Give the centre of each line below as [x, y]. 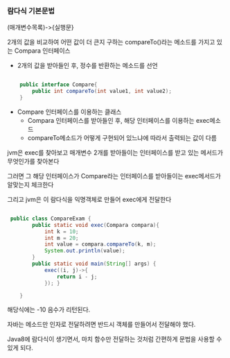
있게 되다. [20, 348]
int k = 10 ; [61, 231]
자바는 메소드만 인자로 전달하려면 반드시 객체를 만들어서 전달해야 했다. [101, 325]
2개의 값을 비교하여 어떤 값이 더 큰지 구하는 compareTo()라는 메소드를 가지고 [111, 42]
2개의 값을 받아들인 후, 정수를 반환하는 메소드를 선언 [87, 66]
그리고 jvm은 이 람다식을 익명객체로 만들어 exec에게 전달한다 [89, 199]
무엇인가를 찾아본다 [33, 161]
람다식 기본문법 [31, 10]
